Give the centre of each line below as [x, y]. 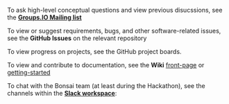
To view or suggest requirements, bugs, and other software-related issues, [114, 31]
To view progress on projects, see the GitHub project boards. [94, 52]
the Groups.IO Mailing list [44, 17]
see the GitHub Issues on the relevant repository [77, 38]
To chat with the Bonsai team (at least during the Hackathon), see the [107, 86]
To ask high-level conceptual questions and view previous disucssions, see [115, 10]
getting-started [29, 72]
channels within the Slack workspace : [62, 93]
